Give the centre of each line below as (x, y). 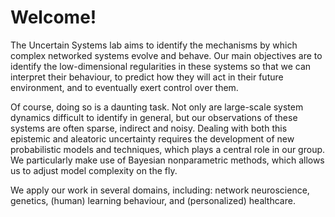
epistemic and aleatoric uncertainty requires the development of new (152, 138)
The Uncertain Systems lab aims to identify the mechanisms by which (154, 45)
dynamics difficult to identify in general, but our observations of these (154, 117)
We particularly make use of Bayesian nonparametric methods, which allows (167, 160)
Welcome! (53, 17)
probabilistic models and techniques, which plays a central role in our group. (168, 149)
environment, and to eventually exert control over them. (124, 87)
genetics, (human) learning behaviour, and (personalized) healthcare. (153, 200)
